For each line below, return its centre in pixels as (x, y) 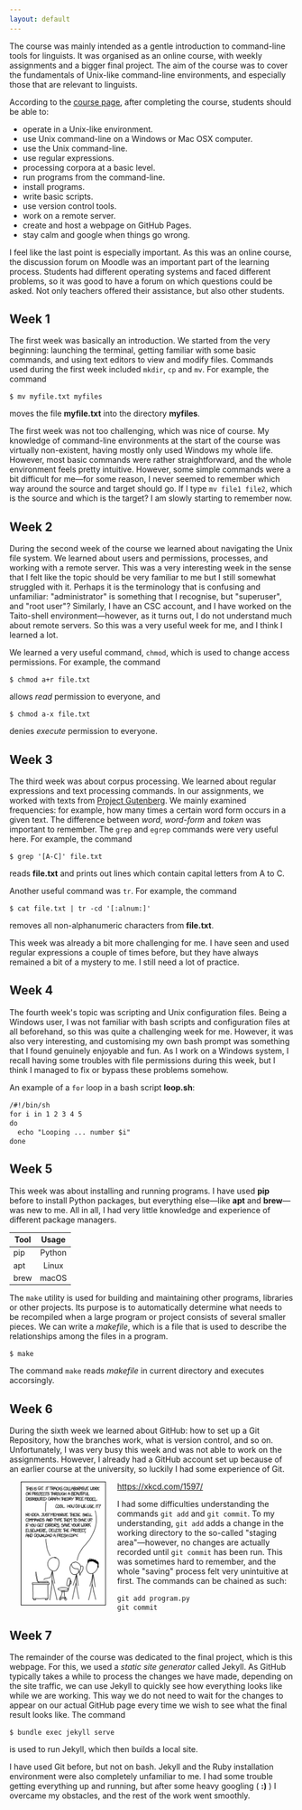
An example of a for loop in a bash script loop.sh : (102, 1087)
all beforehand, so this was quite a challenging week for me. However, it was (151, 1032)
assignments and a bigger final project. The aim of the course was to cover (149, 65)
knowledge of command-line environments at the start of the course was (145, 441)
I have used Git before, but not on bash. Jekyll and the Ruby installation (142, 1767)
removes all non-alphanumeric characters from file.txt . (112, 926)
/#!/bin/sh (30, 1105)
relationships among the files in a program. (89, 1336)
